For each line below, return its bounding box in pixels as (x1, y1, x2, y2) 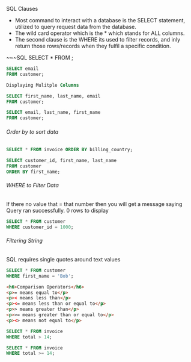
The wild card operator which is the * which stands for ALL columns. (14, 30, 185, 37)
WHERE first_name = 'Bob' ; (6, 273, 74, 279)
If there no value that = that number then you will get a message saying (6, 201, 183, 208)
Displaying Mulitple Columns (6, 82, 79, 88)
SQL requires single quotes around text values (6, 255, 121, 263)
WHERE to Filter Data (6, 182, 59, 189)
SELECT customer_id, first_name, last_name (6, 158, 117, 164)
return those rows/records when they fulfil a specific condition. (14, 42, 171, 49)
